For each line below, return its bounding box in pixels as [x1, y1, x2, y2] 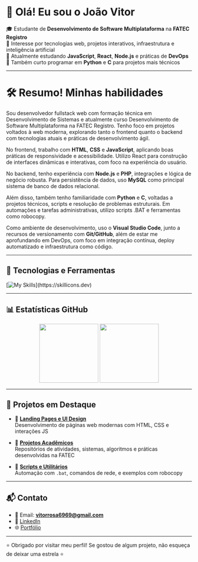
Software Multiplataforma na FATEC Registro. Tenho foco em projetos [6, 122, 175, 129]
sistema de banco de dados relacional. [6, 182, 100, 189]
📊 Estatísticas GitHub [6, 305, 88, 315]
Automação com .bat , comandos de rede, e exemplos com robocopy [14, 469, 183, 476]
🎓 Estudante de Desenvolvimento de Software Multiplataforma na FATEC [6, 25, 190, 32]
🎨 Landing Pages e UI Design [14, 415, 87, 422]
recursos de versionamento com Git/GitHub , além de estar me [6, 230, 158, 238]
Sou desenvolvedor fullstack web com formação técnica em [6, 109, 152, 117]
